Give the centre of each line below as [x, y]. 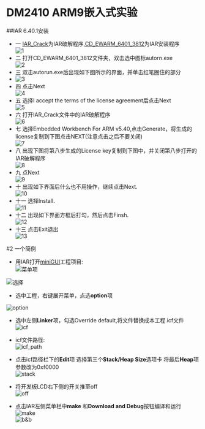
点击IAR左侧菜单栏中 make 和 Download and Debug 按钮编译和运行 [98, 406]
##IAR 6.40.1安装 [28, 31]
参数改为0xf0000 [37, 367]
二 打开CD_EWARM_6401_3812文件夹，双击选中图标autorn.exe [94, 58]
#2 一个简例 [21, 248]
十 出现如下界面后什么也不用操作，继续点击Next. [76, 186]
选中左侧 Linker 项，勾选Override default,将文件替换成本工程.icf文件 [100, 320]
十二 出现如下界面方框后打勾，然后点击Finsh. [72, 214]
